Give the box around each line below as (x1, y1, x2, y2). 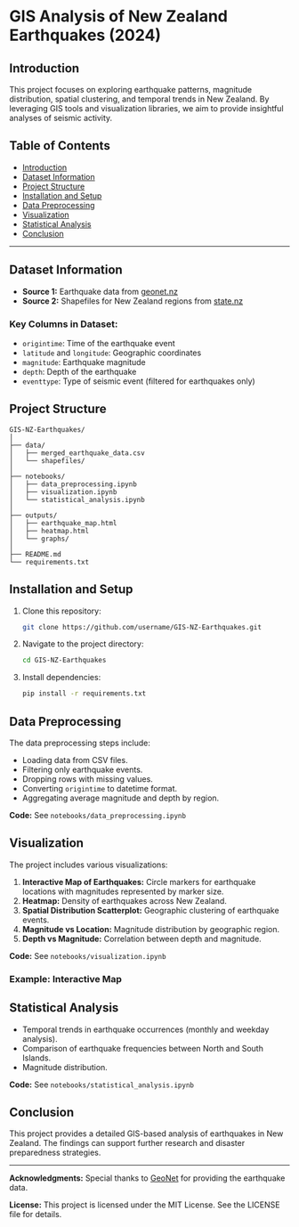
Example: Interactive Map (9, 972, 123, 985)
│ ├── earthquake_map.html (9, 518, 117, 527)
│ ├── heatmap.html (9, 526, 90, 535)
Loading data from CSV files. (21, 754, 128, 765)
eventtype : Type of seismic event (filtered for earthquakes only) (21, 376, 255, 386)
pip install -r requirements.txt (21, 689, 147, 698)
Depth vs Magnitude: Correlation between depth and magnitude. (21, 933, 263, 944)
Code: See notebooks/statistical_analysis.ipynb (9, 1079, 194, 1090)
